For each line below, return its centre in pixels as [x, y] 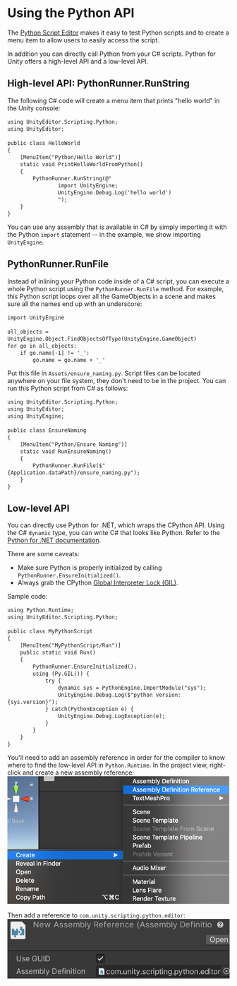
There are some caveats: [43, 554]
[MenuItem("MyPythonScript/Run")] [71, 646]
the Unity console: [34, 108]
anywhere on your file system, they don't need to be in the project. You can [117, 380]
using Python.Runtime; [41, 610]
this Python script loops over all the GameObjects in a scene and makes [112, 296]
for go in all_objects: [42, 346]
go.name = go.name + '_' [69, 360]
